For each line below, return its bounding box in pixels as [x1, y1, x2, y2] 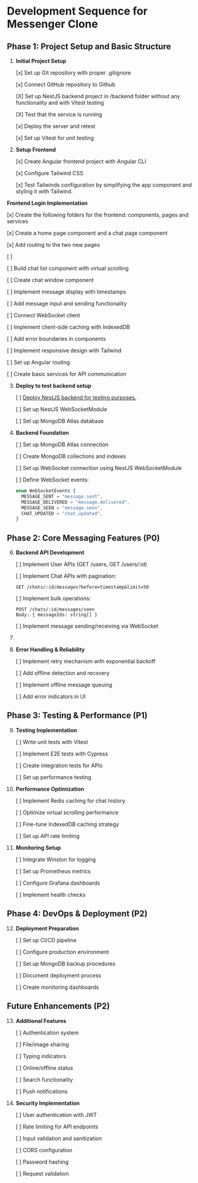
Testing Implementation [15, 726, 78, 734]
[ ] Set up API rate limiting [15, 832, 80, 839]
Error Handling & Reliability [15, 646, 85, 653]
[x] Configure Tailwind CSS [15, 170, 84, 176]
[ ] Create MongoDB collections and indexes [15, 453, 127, 460]
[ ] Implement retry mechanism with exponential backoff [15, 658, 156, 665]
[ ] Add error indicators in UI [15, 693, 86, 700]
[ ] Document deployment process [15, 971, 102, 979]
